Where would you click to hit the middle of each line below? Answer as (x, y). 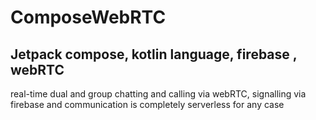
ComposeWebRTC (88, 17)
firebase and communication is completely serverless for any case (147, 104)
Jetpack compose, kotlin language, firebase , (154, 54)
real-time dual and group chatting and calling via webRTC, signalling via (158, 94)
